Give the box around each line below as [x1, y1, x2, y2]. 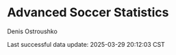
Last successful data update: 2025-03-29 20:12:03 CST [7, 40, 166, 48]
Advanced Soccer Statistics [7, 5, 169, 20]
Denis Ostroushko [7, 27, 58, 35]
